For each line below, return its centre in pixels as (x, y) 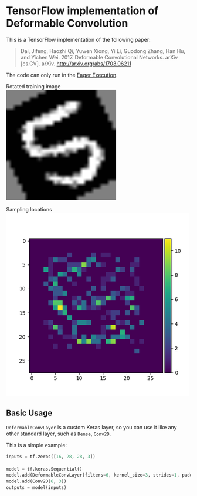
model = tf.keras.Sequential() (44, 469)
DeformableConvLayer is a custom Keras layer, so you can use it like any (91, 427)
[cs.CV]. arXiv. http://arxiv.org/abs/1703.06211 (76, 64)
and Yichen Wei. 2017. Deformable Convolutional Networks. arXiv (99, 57)
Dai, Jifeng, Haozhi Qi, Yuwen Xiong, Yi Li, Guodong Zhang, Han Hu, (103, 51)
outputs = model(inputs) (36, 488)
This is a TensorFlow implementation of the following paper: (78, 39)
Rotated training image (33, 86)
